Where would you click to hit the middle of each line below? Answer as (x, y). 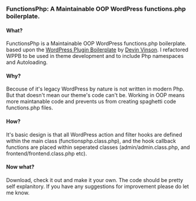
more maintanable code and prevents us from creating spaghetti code (91, 102)
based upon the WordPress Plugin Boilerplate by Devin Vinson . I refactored (97, 50)
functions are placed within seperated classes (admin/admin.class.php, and (98, 147)
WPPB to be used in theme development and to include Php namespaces (95, 56)
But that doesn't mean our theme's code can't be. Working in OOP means (95, 95)
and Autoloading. (27, 62)
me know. (18, 192)
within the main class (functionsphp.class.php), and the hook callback (91, 141)
